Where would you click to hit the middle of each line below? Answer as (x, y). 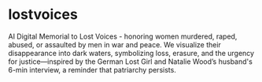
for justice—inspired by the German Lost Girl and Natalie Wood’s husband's (131, 61)
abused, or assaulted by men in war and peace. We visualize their (115, 44)
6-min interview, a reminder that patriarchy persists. (92, 69)
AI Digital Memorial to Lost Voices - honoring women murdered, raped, (123, 36)
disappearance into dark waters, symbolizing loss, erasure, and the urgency (131, 53)
